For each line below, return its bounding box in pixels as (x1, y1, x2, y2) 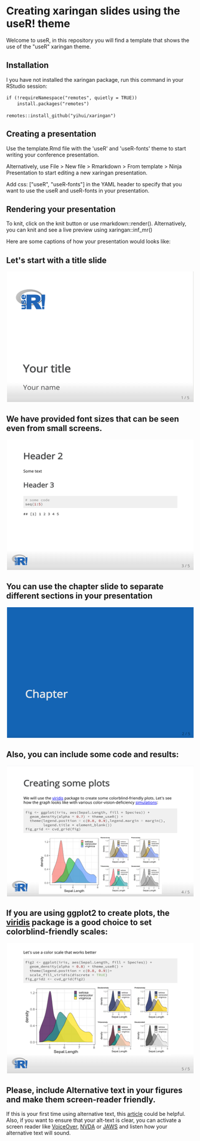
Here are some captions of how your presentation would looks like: (6, 238, 171, 245)
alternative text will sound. (6, 1130, 71, 1137)
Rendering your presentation (6, 204, 116, 214)
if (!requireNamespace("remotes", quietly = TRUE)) (6, 94, 137, 101)
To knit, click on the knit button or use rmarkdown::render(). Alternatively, (6, 220, 187, 227)
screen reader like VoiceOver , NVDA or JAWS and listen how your (6, 1123, 168, 1130)
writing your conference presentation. (6, 151, 100, 158)
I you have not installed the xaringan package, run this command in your (6, 76, 184, 83)
